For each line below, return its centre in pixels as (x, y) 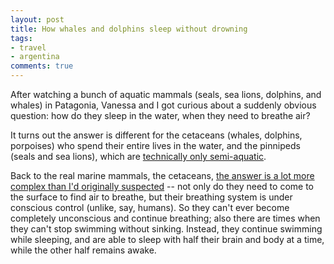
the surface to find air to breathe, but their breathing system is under (151, 197)
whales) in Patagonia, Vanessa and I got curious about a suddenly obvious (163, 105)
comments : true (42, 66)
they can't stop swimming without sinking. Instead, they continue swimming (166, 229)
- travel (28, 47)
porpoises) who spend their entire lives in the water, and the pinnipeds (155, 145)
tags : (21, 38)
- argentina (35, 57)
